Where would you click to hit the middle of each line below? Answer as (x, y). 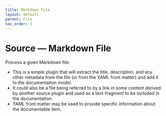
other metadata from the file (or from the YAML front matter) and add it (85, 77)
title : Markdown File (28, 10)
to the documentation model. (42, 82)
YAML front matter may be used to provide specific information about (84, 104)
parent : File (19, 19)
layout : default (22, 14)
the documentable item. (37, 109)
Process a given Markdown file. (37, 62)
